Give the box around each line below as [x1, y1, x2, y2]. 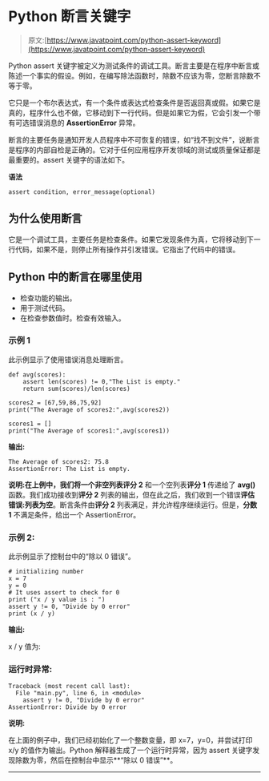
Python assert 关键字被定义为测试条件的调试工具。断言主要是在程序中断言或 [8, 61, 260, 70]
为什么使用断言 [8, 211, 82, 225]
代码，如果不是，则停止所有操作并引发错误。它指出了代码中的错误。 [14, 244, 240, 254]
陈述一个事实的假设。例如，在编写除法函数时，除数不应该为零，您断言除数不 [8, 70, 261, 80]
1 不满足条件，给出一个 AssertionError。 [8, 509, 141, 519]
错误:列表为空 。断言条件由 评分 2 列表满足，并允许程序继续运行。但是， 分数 [8, 500, 258, 509]
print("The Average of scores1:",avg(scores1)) [8, 426, 171, 435]
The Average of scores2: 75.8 [8, 457, 110, 465]
